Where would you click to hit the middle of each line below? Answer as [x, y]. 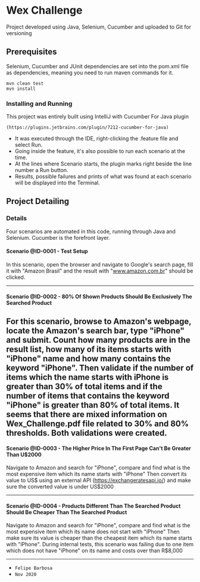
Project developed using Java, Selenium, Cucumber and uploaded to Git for [99, 27]
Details [17, 218]
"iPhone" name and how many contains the [88, 359]
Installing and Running [39, 104]
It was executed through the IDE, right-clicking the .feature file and [96, 139]
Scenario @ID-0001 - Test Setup [47, 251]
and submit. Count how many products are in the [98, 340]
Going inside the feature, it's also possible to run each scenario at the [100, 151]
